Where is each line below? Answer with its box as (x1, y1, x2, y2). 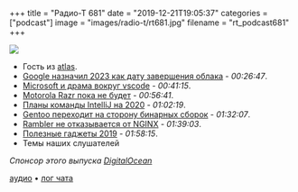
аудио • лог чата (9, 173, 74, 183)
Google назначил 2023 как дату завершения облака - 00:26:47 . (22, 71, 268, 81)
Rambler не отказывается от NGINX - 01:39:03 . (22, 119, 201, 129)
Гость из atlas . (22, 61, 78, 71)
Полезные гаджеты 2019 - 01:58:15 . (22, 128, 158, 139)
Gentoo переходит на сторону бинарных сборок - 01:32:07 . (22, 109, 251, 120)
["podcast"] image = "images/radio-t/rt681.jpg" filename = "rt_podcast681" (9, 17, 290, 28)
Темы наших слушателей (22, 138, 120, 148)
